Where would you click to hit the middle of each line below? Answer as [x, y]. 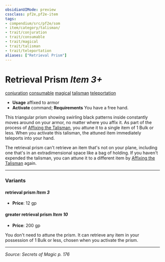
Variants [15, 181]
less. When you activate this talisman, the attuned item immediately [73, 133]
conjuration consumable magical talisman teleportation [61, 93]
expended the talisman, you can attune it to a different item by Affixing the [80, 158]
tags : [11, 19]
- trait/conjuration [26, 32]
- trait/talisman [23, 46]
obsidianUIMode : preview [30, 10]
